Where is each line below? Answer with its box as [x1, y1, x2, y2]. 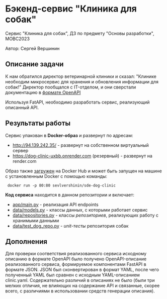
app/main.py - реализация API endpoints [12, 202, 99, 208]
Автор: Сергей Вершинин [5, 45, 60, 51]
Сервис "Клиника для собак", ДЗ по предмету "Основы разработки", [5, 30, 154, 36]
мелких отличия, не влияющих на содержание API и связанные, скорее [5, 282, 160, 289]
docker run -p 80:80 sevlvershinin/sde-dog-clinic [7, 183, 116, 188]
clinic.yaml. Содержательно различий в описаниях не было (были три [5, 277, 155, 283]
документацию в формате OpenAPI [5, 89, 81, 95]
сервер [12, 147, 29, 153]
